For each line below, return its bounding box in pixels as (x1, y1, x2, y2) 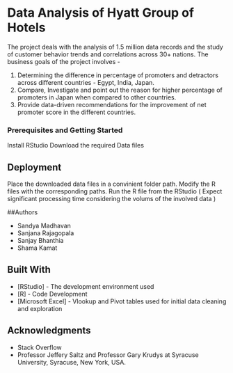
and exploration (17, 304, 63, 312)
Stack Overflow (17, 343, 63, 351)
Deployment (7, 161, 62, 173)
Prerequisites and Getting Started (7, 125, 123, 135)
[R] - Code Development (17, 289, 88, 298)
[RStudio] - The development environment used (17, 282, 154, 290)
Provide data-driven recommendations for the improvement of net (17, 100, 207, 109)
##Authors (7, 208, 38, 216)
